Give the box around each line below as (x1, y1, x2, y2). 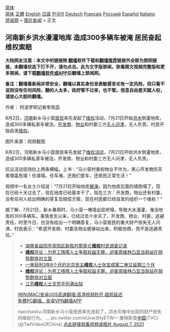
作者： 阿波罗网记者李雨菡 (5, 104, 60, 110)
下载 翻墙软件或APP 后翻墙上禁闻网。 (27, 70, 103, 76)
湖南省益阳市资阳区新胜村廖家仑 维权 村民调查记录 (25, 242, 127, 248)
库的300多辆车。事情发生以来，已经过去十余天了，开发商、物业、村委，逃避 (5, 213, 164, 219)
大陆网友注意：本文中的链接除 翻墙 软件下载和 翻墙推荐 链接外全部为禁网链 (5, 57, 157, 63)
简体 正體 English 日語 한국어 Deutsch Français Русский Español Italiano (5, 11, 155, 17)
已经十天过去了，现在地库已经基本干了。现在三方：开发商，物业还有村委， (9, 189, 165, 195)
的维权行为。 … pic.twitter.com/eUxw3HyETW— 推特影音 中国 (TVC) (17, 315, 158, 321)
